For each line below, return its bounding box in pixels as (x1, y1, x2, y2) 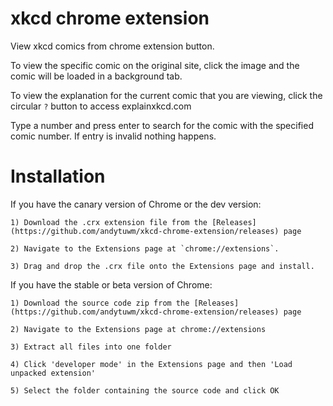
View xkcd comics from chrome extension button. (10, 40, 215, 52)
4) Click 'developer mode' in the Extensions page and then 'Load (10, 359, 293, 369)
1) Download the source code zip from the (10, 298, 190, 308)
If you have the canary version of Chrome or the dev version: (10, 198, 262, 210)
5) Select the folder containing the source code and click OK (10, 385, 280, 396)
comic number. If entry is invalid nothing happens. (10, 130, 217, 142)
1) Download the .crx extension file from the (10, 217, 208, 227)
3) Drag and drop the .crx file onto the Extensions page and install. (10, 261, 315, 271)
